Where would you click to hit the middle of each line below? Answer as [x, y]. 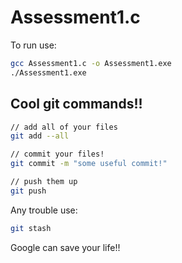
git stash [31, 228]
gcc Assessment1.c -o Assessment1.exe [91, 63]
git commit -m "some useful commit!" [89, 164]
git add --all [40, 136]
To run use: [33, 45]
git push [28, 191]
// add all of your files [64, 127]
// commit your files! [57, 154]
